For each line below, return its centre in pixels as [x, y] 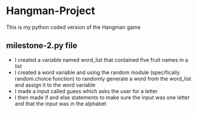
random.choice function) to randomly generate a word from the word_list [103, 78]
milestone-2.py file [42, 46]
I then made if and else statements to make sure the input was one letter [102, 97]
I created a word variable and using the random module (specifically [97, 72]
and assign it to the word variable [55, 85]
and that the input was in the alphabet [61, 104]
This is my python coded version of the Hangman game [74, 27]
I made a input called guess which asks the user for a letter [86, 91]
